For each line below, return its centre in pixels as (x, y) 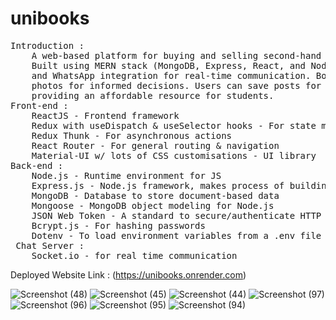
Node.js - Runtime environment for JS (126, 175)
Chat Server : (50, 245)
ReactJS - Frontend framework (105, 115)
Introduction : (47, 45)
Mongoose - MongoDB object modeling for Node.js (153, 205)
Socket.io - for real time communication (134, 255)
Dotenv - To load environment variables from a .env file (176, 235)
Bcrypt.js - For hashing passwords (118, 225)
